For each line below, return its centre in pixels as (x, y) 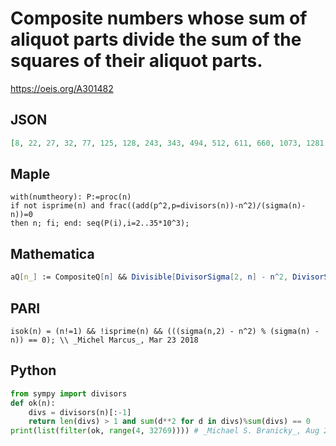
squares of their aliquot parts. (136, 61)
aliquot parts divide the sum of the (156, 39)
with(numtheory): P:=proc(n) (71, 197)
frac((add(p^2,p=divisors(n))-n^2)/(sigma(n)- (207, 206)
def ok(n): (33, 403)
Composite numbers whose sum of (159, 18)
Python (33, 370)
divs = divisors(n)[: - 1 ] (80, 412)
